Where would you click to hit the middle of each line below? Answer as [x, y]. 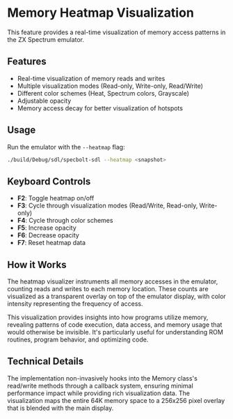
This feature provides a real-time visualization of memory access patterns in [116, 32]
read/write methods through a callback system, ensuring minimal [100, 385]
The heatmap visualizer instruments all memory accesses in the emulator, [113, 281]
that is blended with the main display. [61, 408]
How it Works [37, 264]
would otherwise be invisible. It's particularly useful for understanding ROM [115, 332]
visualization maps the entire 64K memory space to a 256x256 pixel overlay [116, 400]
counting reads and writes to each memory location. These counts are [108, 289]
